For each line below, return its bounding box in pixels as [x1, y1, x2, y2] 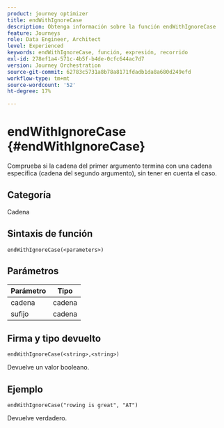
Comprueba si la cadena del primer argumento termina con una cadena [7, 161, 212, 171]
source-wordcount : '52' [7, 81, 77, 88]
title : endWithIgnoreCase [7, 17, 82, 24]
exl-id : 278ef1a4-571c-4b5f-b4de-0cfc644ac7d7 [7, 56, 145, 63]
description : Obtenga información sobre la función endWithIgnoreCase [7, 23, 216, 30]
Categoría [7, 189, 51, 201]
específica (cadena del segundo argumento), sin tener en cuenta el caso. [7, 169, 217, 177]
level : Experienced [7, 42, 64, 49]
